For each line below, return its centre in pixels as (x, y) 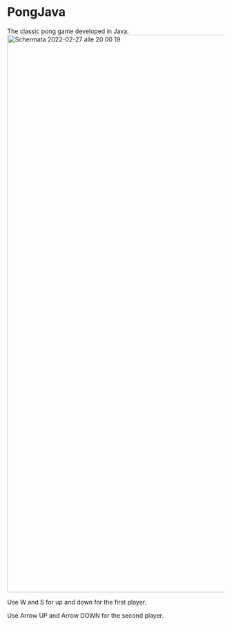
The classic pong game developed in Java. (68, 31)
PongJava (37, 12)
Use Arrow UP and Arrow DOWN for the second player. (86, 615)
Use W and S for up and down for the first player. (77, 602)
